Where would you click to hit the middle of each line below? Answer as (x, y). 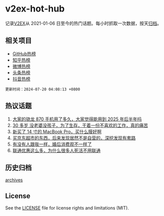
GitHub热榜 (24, 54)
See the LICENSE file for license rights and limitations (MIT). (67, 208)
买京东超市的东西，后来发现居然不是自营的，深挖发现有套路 (74, 138)
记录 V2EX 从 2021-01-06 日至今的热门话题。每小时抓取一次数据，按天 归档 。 (84, 23)
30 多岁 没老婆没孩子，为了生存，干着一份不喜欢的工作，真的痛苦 (80, 125)
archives (14, 180)
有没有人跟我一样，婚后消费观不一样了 (52, 144)
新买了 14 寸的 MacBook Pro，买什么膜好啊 (57, 132)
